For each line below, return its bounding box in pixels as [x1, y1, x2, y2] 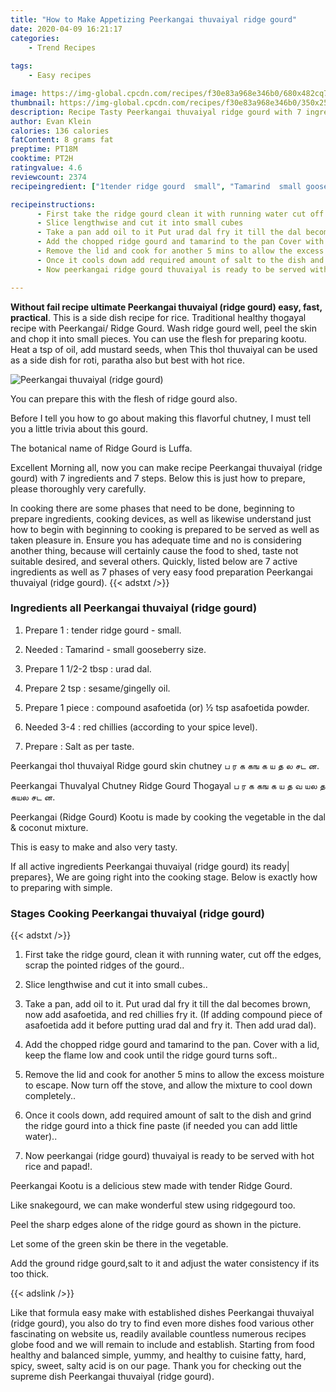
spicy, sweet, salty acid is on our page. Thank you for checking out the [10, 1360, 302, 1372]
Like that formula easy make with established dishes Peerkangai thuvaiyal [10, 1307, 315, 1319]
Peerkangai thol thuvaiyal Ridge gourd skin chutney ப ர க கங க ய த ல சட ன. [10, 759, 320, 771]
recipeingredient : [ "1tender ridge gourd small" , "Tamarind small [10, 181, 302, 191]
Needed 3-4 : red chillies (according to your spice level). [24, 721, 258, 733]
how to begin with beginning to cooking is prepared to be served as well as [10, 523, 320, 535]
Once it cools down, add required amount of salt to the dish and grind [24, 1109, 312, 1121]
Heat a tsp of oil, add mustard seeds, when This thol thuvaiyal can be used [10, 343, 318, 355]
